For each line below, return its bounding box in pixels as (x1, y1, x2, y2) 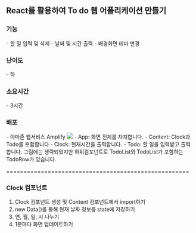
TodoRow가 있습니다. (6, 155, 57, 163)
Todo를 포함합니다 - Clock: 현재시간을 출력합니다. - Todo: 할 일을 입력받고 (6, 140, 180, 148)
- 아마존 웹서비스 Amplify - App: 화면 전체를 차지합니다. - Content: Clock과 (6, 133, 191, 140)
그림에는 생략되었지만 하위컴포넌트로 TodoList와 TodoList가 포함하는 (23, 148, 183, 155)
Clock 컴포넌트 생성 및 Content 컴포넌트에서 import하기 (14, 198, 146, 205)
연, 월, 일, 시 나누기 (14, 213, 60, 220)
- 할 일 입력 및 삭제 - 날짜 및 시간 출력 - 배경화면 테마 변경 (6, 39, 140, 47)
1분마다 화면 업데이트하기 (14, 220, 73, 228)
